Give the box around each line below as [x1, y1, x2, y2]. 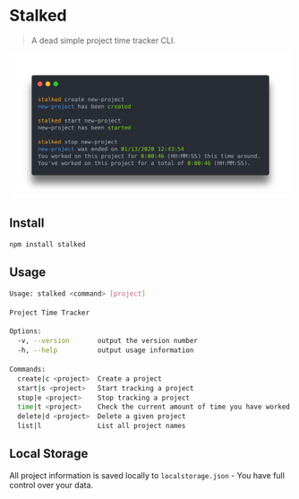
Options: [9, 327, 42, 336]
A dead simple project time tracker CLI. [30, 35, 176, 46]
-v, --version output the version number [17, 337, 199, 346]
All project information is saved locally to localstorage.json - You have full [9, 469, 285, 480]
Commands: [9, 365, 47, 374]
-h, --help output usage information [17, 346, 194, 355]
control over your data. [9, 479, 94, 490]
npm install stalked [9, 240, 87, 249]
